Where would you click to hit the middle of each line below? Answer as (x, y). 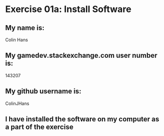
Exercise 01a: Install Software (68, 9)
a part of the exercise (39, 127)
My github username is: (43, 91)
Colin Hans (17, 40)
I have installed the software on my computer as (82, 119)
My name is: (25, 28)
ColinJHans (17, 103)
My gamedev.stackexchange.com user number (81, 55)
